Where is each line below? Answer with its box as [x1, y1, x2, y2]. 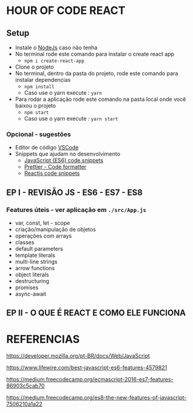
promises [15, 284, 39, 291]
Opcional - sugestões [6, 130, 71, 138]
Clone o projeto [15, 63, 54, 70]
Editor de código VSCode [15, 144, 79, 151]
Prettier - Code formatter [24, 163, 87, 171]
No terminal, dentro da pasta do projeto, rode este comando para [15, 70, 178, 77]
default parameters [15, 245, 64, 252]
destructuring [15, 277, 50, 284]
